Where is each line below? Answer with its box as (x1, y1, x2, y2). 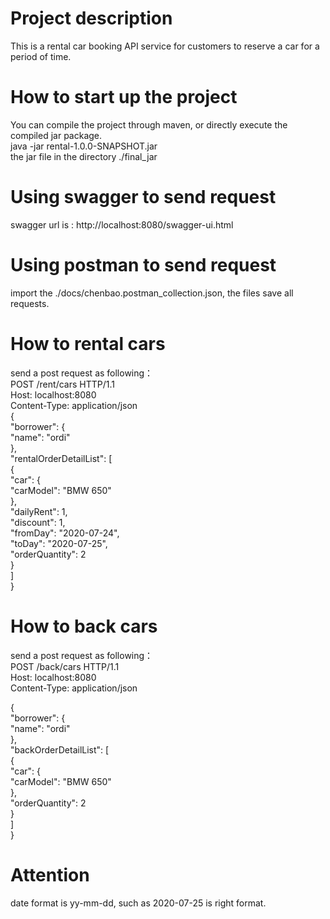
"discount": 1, (10, 516, 66, 528)
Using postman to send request (10, 254, 277, 276)
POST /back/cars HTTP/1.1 (10, 660, 120, 672)
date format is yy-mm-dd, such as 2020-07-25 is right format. (10, 897, 267, 909)
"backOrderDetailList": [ (10, 743, 110, 756)
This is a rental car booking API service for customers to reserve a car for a (10, 40, 320, 52)
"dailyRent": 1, (10, 505, 68, 517)
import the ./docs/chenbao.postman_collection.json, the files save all (10, 287, 294, 299)
